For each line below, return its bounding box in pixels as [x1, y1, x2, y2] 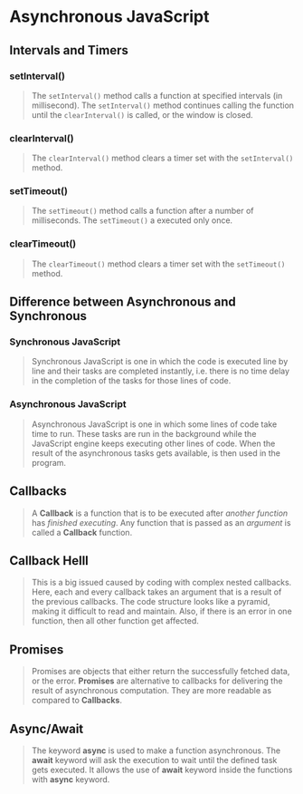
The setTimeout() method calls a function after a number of [31, 206, 254, 217]
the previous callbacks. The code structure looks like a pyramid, [31, 596, 270, 607]
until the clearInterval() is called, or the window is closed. [31, 109, 253, 120]
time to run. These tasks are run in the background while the [31, 428, 257, 439]
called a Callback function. [31, 527, 133, 537]
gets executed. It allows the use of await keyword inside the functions [31, 764, 293, 775]
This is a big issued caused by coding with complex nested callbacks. [31, 577, 292, 588]
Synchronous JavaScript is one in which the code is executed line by [31, 356, 289, 367]
